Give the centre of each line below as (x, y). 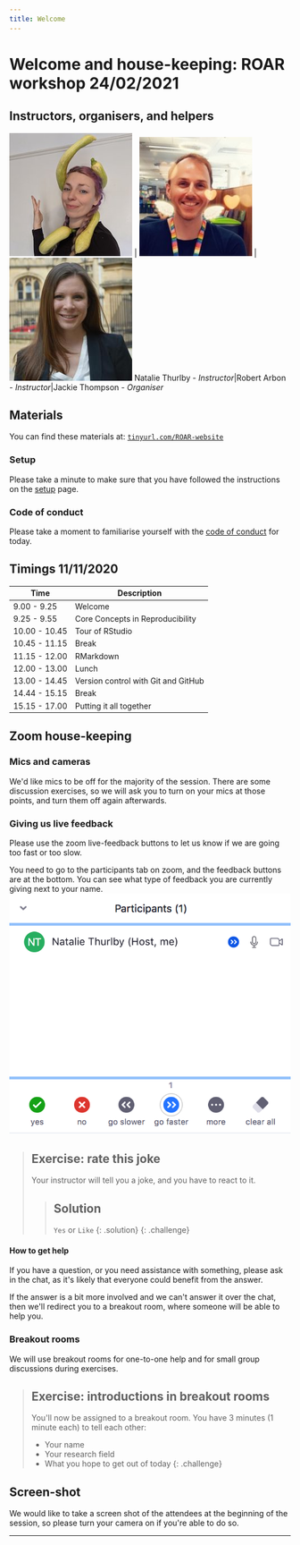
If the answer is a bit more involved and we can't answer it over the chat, (143, 1297)
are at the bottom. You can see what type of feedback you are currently (141, 879)
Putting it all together (113, 706)
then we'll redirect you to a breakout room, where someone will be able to (145, 1307)
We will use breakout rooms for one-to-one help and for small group (135, 1359)
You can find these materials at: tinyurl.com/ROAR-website (117, 437)
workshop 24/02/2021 (94, 83)
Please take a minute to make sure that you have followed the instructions (145, 480)
